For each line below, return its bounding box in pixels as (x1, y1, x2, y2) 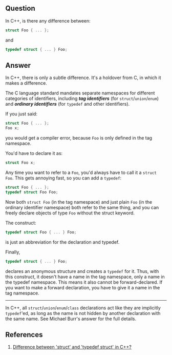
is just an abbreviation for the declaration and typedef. (5, 239, 120, 245)
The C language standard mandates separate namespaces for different (5, 90, 155, 96)
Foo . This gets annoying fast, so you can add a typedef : (5, 175, 122, 181)
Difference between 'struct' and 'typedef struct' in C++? (12, 344, 132, 350)
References (5, 330, 43, 339)
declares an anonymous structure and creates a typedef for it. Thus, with (5, 268, 159, 274)
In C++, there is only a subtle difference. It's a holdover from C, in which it (5, 74, 161, 81)
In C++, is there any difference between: (5, 17, 91, 24)
